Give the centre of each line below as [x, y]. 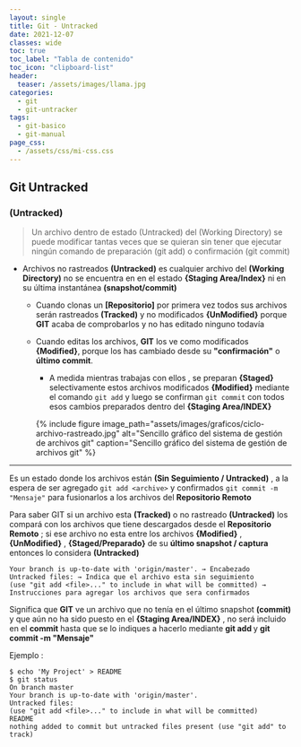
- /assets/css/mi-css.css [66, 151]
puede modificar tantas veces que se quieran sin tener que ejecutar [156, 242]
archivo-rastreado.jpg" [77, 434]
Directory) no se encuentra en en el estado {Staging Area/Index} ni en [154, 278]
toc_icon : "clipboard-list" [62, 68]
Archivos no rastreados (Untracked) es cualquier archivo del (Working [153, 269]
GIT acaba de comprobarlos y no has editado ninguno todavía [150, 325]
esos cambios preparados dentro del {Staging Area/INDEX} [160, 407]
